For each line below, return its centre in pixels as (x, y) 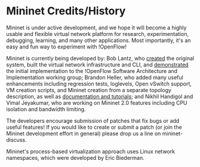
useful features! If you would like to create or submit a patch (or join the (94, 127)
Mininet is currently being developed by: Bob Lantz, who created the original (100, 58)
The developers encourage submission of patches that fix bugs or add (93, 120)
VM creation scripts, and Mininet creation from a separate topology (89, 90)
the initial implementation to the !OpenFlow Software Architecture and (92, 71)
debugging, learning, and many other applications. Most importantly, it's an (99, 40)
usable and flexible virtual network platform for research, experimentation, (98, 34)
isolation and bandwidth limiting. (46, 109)
